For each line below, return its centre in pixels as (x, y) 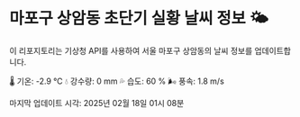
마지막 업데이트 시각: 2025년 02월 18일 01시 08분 (97, 103)
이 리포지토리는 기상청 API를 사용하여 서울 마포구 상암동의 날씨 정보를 (131, 50)
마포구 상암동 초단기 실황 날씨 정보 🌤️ (139, 18)
